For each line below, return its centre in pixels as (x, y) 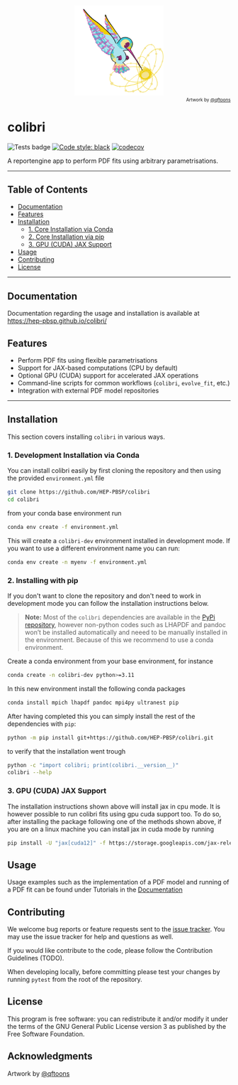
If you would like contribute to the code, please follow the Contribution (110, 951)
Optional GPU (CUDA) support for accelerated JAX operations (108, 375)
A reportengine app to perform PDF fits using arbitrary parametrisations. (113, 161)
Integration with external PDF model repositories (88, 390)
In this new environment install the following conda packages (96, 688)
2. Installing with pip (43, 580)
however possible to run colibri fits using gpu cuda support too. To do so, (114, 814)
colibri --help (30, 773)
